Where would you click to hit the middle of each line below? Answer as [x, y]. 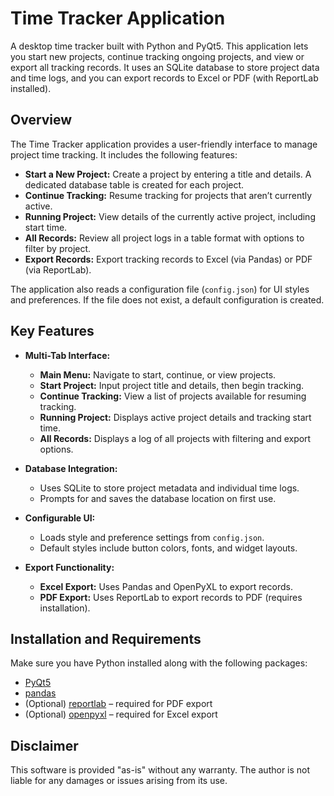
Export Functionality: [69, 567]
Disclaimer [44, 745]
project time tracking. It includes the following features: [124, 154]
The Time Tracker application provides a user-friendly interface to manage [164, 144]
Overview [41, 120]
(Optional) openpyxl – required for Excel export [121, 714]
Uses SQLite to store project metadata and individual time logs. [169, 488]
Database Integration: [71, 468]
